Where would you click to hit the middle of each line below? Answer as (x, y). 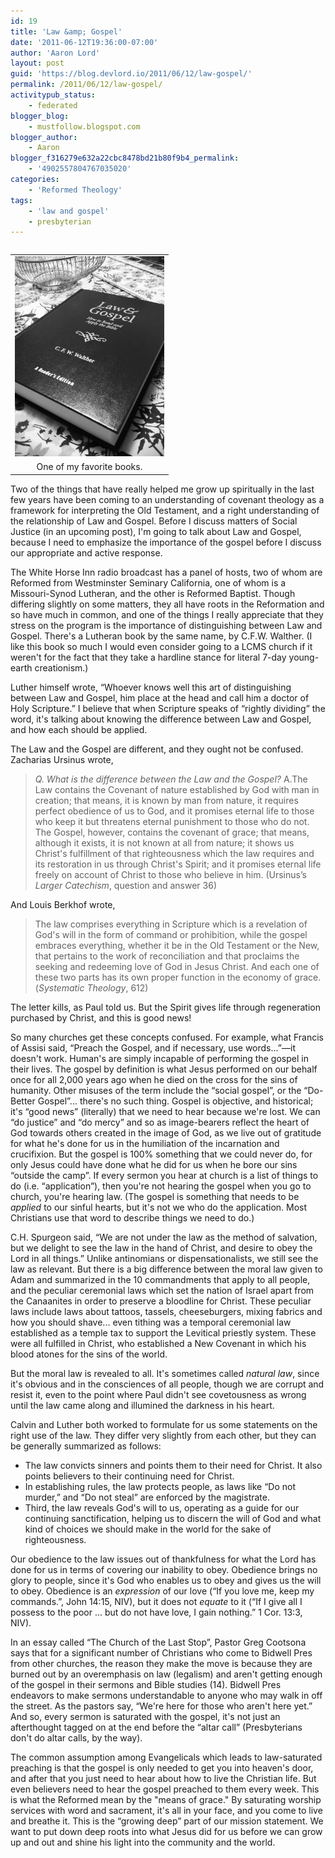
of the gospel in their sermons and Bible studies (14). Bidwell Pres (146, 1684)
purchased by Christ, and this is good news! (101, 1017)
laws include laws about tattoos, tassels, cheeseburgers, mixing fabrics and (166, 1311)
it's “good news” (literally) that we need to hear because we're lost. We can (165, 1111)
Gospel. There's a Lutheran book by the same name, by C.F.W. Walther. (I (161, 636)
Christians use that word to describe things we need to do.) (132, 1217)
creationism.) (61, 667)
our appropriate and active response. (86, 552)
